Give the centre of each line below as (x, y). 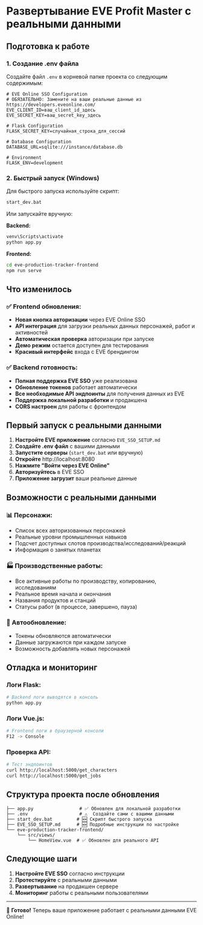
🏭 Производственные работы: (55, 565)
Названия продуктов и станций (55, 600)
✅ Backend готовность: (42, 368)
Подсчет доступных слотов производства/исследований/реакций (100, 544)
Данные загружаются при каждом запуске (71, 642)
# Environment (24, 157)
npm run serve (24, 270)
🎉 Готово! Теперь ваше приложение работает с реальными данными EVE (101, 910)
